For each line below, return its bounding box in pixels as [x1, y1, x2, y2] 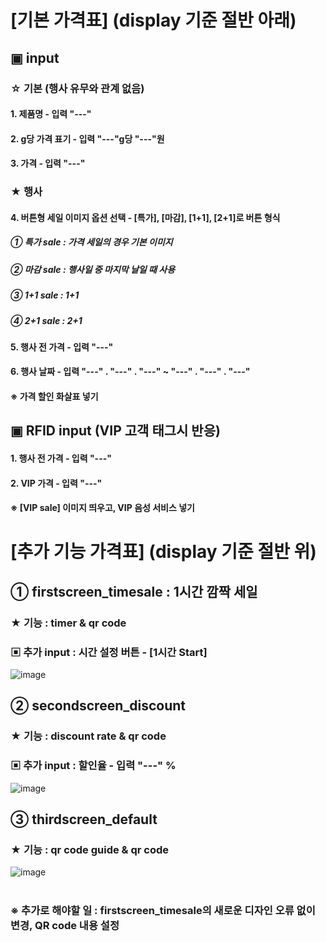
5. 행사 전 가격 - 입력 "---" [10, 341, 114, 353]
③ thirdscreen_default [10, 811, 158, 828]
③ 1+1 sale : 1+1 [10, 289, 80, 301]
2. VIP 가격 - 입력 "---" [10, 477, 103, 489]
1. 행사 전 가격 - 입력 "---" [10, 452, 112, 465]
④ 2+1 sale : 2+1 [10, 314, 83, 326]
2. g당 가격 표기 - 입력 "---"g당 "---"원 [10, 132, 165, 145]
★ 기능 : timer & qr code [10, 616, 127, 630]
